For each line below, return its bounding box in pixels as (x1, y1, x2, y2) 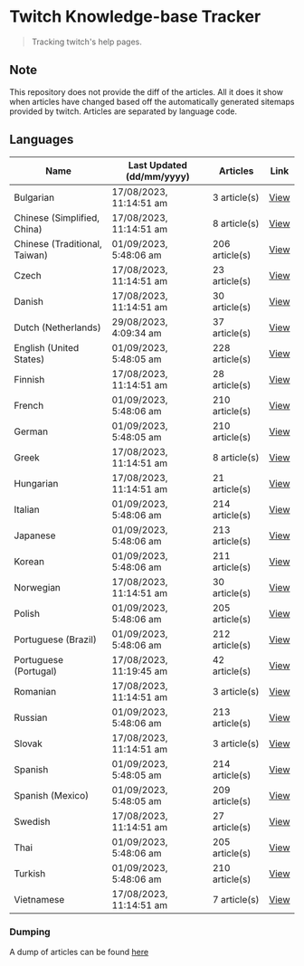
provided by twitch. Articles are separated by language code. (9, 106, 238, 117)
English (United (14, 341, 80, 354)
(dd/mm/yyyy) (125, 170, 190, 183)
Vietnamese (14, 893, 65, 905)
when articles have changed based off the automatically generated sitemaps (9, 96, 295, 107)
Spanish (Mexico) (14, 789, 89, 801)
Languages (9, 132, 74, 147)
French (14, 399, 44, 412)
